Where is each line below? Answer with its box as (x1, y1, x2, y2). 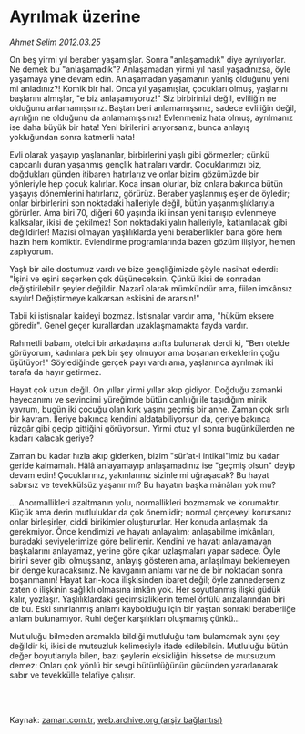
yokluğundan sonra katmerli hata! (9, 131, 135, 142)
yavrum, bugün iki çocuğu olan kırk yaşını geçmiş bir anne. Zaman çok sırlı (9, 403, 290, 414)
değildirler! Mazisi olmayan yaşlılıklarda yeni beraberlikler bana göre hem (9, 226, 283, 238)
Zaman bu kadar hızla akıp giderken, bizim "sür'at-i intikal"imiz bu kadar (9, 450, 280, 461)
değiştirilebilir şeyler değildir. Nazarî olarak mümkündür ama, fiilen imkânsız (9, 282, 293, 293)
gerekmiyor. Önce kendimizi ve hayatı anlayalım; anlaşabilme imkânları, (9, 525, 276, 536)
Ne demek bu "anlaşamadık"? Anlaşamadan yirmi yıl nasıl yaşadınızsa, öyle (9, 64, 291, 75)
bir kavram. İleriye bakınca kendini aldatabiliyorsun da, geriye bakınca (9, 413, 271, 424)
